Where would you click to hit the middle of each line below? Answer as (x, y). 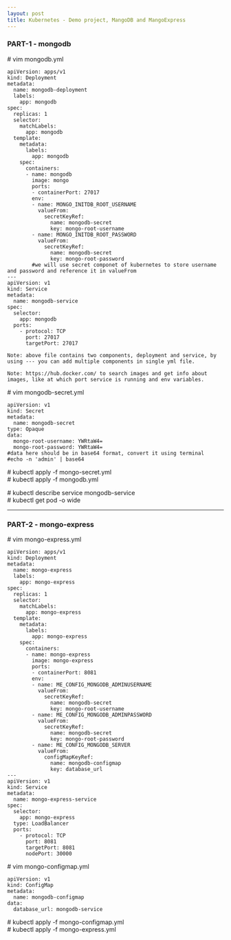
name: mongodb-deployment (51, 90)
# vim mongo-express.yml (44, 539)
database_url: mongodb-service (58, 910)
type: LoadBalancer (41, 824)
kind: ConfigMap (30, 886)
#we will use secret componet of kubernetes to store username (124, 265)
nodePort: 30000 (48, 854)
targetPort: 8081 (50, 848)
